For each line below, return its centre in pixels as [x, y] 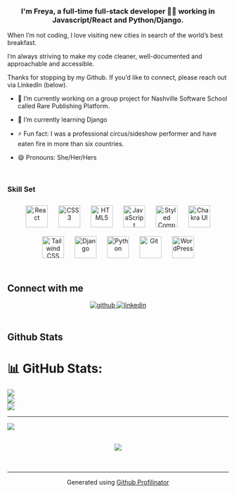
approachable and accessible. [51, 64]
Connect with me [46, 288]
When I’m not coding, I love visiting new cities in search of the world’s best [115, 35]
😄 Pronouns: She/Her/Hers [57, 158]
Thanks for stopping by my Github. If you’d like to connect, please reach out [117, 77]
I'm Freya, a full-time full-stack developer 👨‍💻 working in [118, 11]
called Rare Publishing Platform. [64, 106]
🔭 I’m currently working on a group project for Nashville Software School [122, 98]
